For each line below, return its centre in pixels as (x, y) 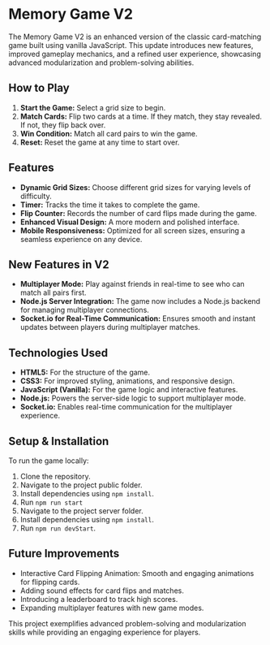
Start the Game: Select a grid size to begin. (93, 107)
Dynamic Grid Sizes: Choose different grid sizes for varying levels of (135, 187)
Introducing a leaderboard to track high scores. (99, 599)
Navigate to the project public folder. (81, 485)
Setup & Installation (59, 441)
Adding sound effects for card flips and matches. (102, 591)
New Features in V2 (59, 264)
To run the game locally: (49, 461)
